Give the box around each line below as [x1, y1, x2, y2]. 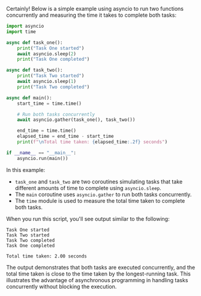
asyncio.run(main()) [17, 155, 68, 161]
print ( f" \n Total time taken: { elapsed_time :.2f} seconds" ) [17, 139, 168, 145]
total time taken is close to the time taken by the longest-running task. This [6, 270, 191, 277]
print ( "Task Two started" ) [17, 73, 85, 79]
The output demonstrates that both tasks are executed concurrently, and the [6, 264, 196, 271]
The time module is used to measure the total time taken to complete [14, 197, 185, 204]
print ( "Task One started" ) [17, 45, 85, 51]
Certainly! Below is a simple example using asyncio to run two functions [6, 5, 184, 12]
